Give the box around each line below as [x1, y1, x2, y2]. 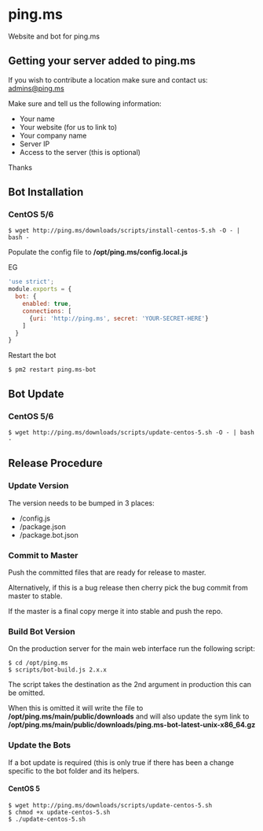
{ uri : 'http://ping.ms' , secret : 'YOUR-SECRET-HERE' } [28, 314, 210, 322]
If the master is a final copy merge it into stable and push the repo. [8, 606, 223, 616]
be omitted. [8, 688, 46, 697]
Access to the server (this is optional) [19, 147, 141, 156]
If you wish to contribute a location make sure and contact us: [8, 75, 208, 84]
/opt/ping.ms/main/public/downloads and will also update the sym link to [8, 711, 250, 721]
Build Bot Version [8, 626, 76, 637]
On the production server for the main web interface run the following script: [8, 644, 255, 653]
